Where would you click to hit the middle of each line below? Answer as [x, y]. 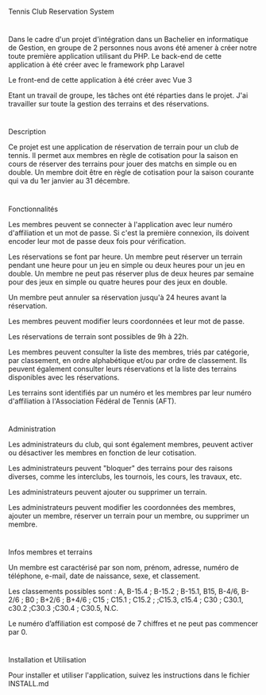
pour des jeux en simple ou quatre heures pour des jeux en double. [118, 282]
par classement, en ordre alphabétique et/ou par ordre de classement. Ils [128, 360]
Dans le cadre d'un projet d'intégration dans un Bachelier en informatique [128, 40]
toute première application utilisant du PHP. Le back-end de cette [115, 56]
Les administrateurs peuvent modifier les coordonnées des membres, [122, 507]
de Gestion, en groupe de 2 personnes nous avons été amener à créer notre [133, 48]
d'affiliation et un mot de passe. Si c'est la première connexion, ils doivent [129, 233]
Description [27, 132]
